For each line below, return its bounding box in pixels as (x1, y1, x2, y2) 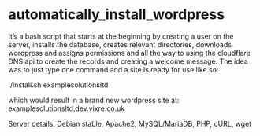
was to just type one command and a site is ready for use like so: (8, 64, 219, 74)
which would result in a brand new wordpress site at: (8, 95, 180, 105)
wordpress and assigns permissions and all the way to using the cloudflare (8, 48, 251, 57)
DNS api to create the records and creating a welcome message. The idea (8, 57, 248, 66)
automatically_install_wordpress (8, 6, 225, 24)
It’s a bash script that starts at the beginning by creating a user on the (8, 31, 234, 41)
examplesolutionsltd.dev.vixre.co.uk (8, 104, 125, 113)
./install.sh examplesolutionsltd (8, 80, 109, 90)
